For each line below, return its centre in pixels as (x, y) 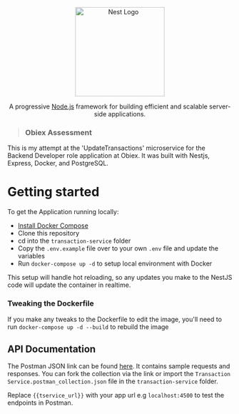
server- (220, 106)
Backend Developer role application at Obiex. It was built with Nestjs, (109, 156)
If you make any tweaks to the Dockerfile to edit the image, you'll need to (115, 319)
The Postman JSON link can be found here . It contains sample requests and (119, 366)
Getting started (54, 192)
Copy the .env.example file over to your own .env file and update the (118, 248)
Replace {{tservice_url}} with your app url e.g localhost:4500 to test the (116, 395)
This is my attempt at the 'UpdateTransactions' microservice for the (106, 148)
